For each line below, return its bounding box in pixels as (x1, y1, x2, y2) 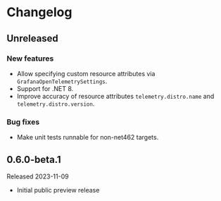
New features (6, 54, 54, 63)
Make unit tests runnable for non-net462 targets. (16, 133, 159, 142)
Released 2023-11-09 (6, 172, 69, 181)
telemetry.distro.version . (16, 99, 95, 108)
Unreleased (6, 32, 59, 44)
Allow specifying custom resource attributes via (16, 69, 156, 78)
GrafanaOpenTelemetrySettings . (16, 77, 108, 85)
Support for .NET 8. (16, 84, 74, 92)
